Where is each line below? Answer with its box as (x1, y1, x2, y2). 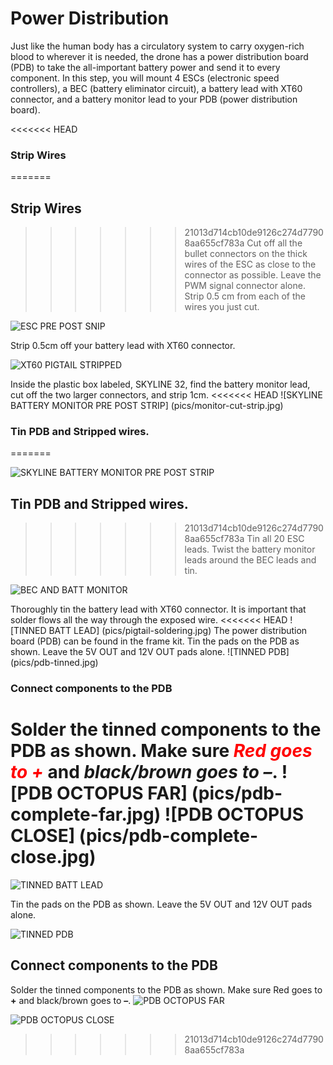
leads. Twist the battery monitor (184, 543, 316, 556)
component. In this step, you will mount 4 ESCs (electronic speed (10, 72, 280, 84)
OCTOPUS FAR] (56, 782, 188, 805)
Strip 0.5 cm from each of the (184, 290, 306, 302)
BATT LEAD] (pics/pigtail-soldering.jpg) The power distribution (48, 625, 308, 637)
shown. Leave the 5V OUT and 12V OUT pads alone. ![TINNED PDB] (10, 646, 290, 658)
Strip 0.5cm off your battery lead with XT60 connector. (10, 340, 236, 352)
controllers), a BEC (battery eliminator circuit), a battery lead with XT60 (10, 82, 303, 94)
